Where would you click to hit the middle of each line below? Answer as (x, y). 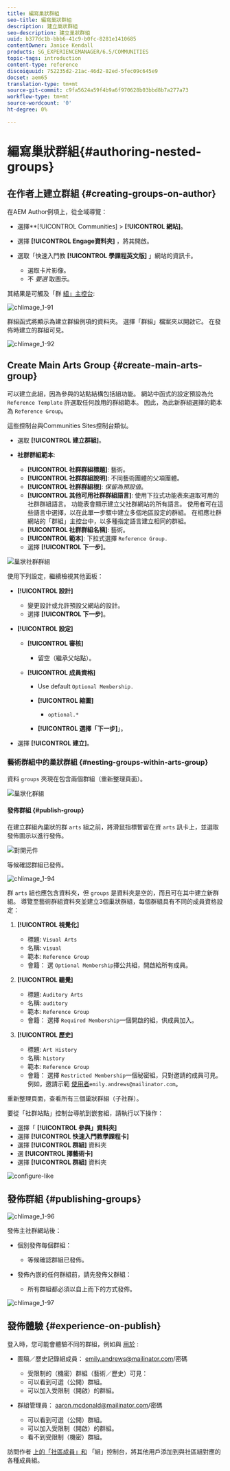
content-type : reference (43, 65)
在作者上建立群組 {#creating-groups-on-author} (112, 194)
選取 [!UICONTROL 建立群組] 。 (61, 440)
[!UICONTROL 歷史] (45, 1035)
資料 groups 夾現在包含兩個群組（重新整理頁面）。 (77, 779)
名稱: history (46, 1058)
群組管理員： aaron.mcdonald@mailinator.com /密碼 (90, 1405)
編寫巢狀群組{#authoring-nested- (104, 151)
